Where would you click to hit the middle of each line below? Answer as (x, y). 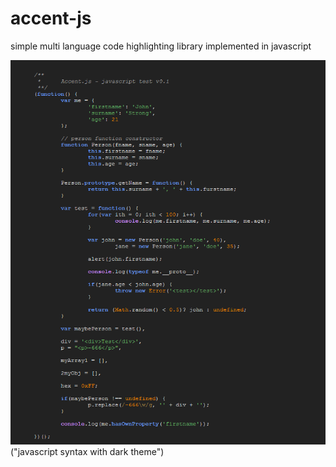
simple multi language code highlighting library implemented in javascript (161, 46)
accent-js (51, 18)
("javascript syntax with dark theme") (87, 451)
